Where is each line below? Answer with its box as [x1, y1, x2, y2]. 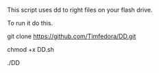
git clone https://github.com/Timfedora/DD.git [7, 32, 136, 40]
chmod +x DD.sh [7, 46, 55, 53]
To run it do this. [7, 19, 53, 27]
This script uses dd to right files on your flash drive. [7, 6, 153, 14]
